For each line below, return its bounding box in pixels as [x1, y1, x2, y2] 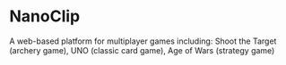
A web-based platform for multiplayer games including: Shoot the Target [9, 36, 277, 46]
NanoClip [9, 6, 81, 27]
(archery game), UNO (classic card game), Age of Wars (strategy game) [9, 45, 275, 55]
